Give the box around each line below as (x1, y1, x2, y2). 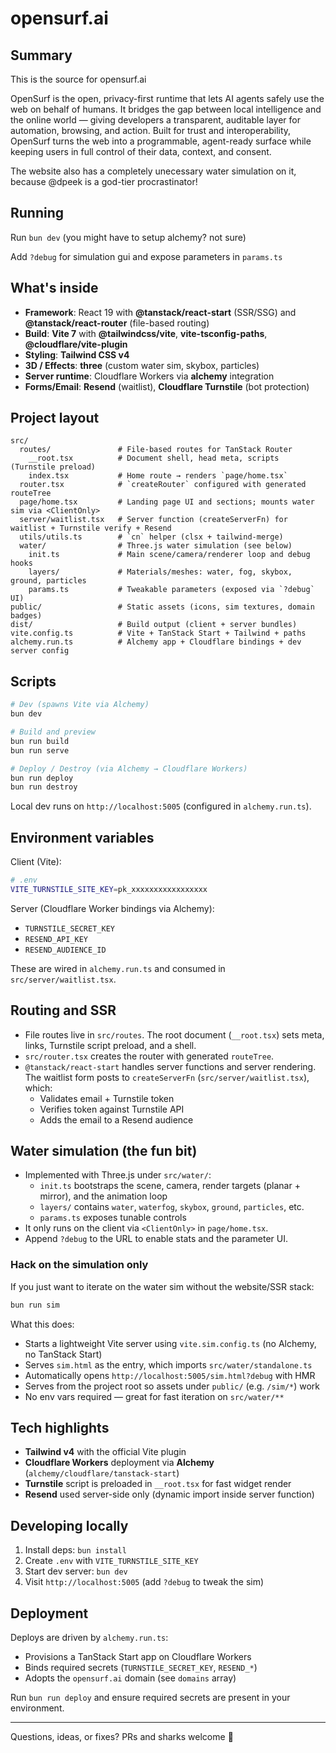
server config (10, 646, 70, 656)
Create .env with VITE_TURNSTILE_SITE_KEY (24, 1555, 199, 1567)
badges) (10, 611, 43, 621)
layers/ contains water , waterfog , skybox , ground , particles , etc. (39, 1201, 305, 1213)
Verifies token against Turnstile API (39, 1103, 185, 1115)
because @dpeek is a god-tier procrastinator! (10, 176, 198, 187)
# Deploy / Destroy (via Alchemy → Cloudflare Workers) (10, 763, 248, 774)
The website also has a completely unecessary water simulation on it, (10, 165, 297, 177)
